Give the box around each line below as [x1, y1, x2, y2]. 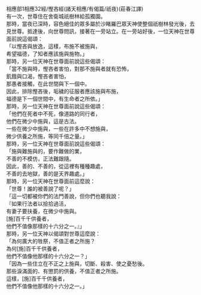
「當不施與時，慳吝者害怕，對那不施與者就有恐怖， [6, 65, 132, 72]
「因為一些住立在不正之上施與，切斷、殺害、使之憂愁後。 [6, 260, 148, 267]
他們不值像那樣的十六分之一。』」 [6, 222, 85, 230]
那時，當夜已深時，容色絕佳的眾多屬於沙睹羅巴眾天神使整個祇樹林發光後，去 [6, 20, 195, 27]
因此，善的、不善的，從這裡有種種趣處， [6, 162, 106, 170]
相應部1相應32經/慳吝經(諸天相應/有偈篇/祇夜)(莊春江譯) [6, 5, 144, 12]
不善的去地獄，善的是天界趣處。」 [6, 170, 88, 177]
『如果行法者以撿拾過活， [6, 200, 69, 207]
